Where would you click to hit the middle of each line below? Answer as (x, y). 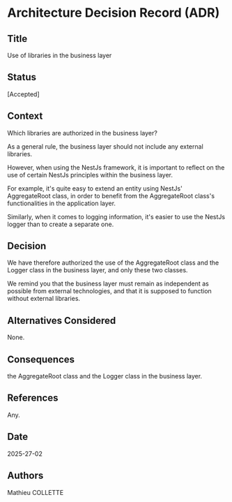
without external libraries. (44, 299)
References (33, 398)
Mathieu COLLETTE (36, 492)
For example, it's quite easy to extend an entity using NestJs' (95, 188)
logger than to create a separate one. (61, 224)
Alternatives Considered (62, 320)
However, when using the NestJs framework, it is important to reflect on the (116, 167)
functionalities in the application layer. (62, 203)
